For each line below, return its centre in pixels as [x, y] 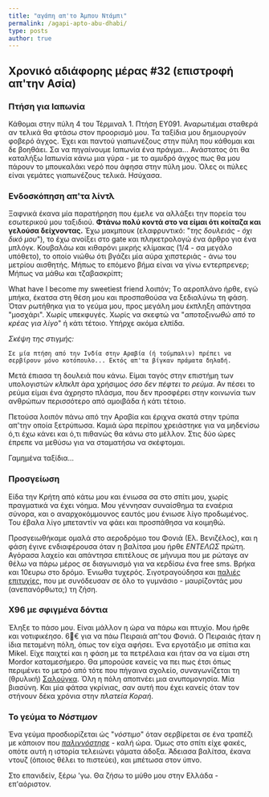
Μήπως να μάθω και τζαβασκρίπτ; [65, 274]
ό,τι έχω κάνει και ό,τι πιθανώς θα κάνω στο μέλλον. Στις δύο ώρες [122, 434]
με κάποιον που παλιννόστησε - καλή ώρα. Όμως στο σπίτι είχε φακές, [128, 743]
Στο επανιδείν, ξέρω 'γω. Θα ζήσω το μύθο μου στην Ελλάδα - [113, 776]
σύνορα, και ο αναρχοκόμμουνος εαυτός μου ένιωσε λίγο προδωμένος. [128, 514]
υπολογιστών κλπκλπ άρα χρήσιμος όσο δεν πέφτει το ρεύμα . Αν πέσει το [132, 384]
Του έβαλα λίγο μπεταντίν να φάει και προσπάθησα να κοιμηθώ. [117, 522]
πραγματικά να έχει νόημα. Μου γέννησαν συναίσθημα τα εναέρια [121, 505]
